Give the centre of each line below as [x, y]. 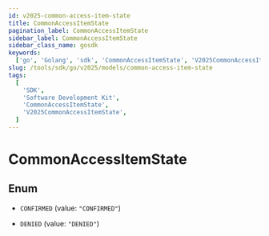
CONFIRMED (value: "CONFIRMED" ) [70, 208]
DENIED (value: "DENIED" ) [60, 223]
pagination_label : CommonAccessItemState [78, 30]
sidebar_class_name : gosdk [53, 46]
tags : [17, 75]
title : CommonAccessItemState [59, 23]
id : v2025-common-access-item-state [69, 16]
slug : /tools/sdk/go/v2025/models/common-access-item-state [111, 68]
